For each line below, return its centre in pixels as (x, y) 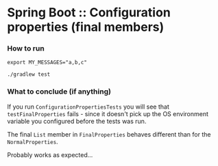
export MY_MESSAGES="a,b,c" (47, 63)
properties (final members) (86, 27)
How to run (26, 49)
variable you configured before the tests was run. (77, 121)
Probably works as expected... (50, 154)
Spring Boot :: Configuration (89, 13)
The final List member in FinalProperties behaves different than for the (109, 134)
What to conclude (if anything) (59, 92)
